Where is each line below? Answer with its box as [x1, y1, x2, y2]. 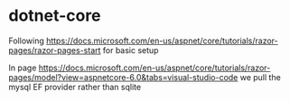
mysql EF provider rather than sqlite [8, 81, 142, 92]
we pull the [239, 71, 281, 82]
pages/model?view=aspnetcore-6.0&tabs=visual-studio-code [8, 71, 239, 82]
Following [8, 35, 44, 46]
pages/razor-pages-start [8, 44, 101, 55]
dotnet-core [8, 5, 101, 26]
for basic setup [102, 44, 159, 55]
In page [8, 62, 37, 73]
